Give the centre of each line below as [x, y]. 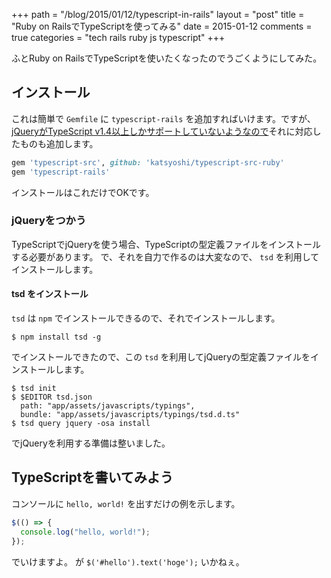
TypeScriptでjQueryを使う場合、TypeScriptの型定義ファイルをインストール [166, 244]
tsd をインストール [50, 294]
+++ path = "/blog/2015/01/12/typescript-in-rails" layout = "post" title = [158, 14]
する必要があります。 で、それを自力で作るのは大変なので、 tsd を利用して [165, 256]
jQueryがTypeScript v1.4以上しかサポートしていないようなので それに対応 [162, 131]
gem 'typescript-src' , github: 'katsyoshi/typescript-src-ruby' [148, 162]
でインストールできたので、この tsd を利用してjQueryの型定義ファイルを [161, 357]
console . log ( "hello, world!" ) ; [85, 532]
